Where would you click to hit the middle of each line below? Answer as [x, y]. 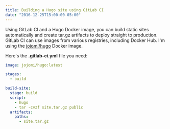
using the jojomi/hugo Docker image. [44, 46]
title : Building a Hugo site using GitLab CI [54, 10]
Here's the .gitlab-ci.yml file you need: [46, 56]
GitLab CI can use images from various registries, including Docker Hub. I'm [85, 40]
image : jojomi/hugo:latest [34, 65]
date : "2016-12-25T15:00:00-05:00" [43, 15]
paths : [21, 117]
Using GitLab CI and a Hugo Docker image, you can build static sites [77, 29]
